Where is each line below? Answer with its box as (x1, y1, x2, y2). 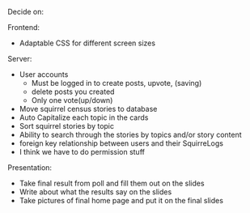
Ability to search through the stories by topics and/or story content (19, 130, 242, 139)
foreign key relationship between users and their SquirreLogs (19, 138, 224, 148)
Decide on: (7, 7, 44, 16)
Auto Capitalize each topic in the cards (19, 113, 149, 122)
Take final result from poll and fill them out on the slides (19, 178, 205, 188)
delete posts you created (31, 87, 115, 96)
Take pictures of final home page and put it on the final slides (19, 196, 224, 205)
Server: (7, 54, 32, 63)
